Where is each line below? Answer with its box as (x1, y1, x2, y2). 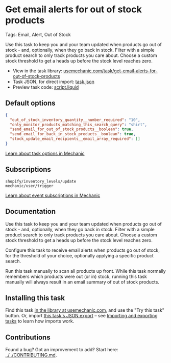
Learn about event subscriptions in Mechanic (5, 192, 101, 198)
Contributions (5, 333, 51, 341)
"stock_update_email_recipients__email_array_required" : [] (10, 136, 140, 142)
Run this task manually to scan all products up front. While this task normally (5, 268, 166, 274)
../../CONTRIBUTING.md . (5, 352, 57, 358)
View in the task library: (12, 68, 63, 74)
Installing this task (5, 293, 65, 302)
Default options (5, 99, 56, 108)
